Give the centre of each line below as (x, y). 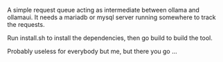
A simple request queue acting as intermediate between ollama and (103, 10)
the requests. (26, 24)
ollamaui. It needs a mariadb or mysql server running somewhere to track (111, 17)
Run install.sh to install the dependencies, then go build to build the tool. (110, 38)
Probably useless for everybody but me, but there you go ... (92, 51)
